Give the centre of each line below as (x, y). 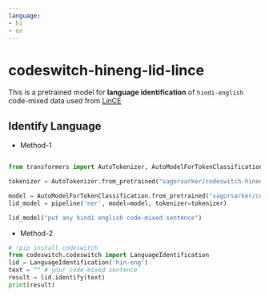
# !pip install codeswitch (53, 248)
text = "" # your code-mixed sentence (73, 270)
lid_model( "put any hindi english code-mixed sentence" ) (105, 218)
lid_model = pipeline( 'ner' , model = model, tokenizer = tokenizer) (118, 203)
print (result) (32, 285)
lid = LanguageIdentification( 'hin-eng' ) (78, 263)
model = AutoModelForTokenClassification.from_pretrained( (109, 196)
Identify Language (55, 126)
